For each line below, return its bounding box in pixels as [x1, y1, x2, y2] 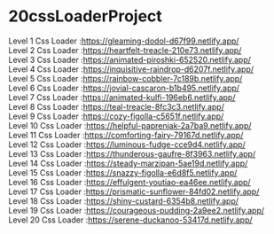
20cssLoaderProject [8, 6, 163, 27]
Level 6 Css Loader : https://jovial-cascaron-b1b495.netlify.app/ [8, 82, 240, 93]
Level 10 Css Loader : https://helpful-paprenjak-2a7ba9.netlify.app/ [8, 120, 252, 130]
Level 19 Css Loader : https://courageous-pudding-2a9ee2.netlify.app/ [8, 205, 265, 215]
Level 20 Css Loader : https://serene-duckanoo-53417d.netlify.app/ [8, 214, 254, 225]
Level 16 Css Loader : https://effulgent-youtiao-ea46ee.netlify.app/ [8, 176, 251, 187]
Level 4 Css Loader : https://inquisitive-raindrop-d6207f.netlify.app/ [8, 64, 254, 74]
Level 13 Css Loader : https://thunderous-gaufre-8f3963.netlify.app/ [8, 148, 256, 159]
